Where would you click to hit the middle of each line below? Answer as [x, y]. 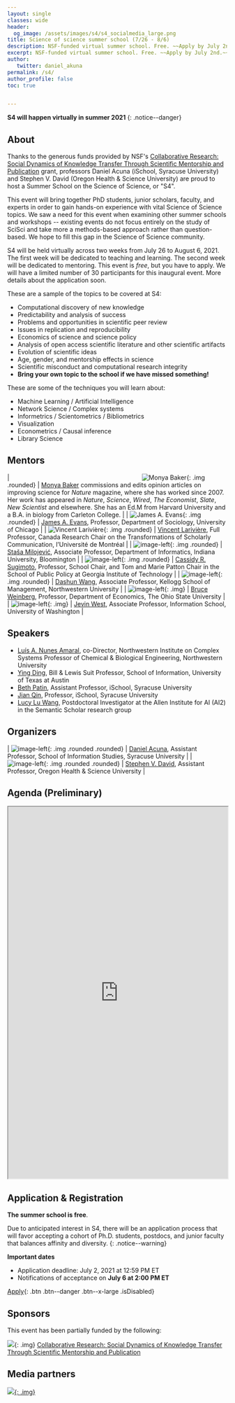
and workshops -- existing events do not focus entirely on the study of [109, 222]
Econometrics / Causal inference [64, 431]
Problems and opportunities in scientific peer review [92, 322]
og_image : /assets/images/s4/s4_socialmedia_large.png [95, 33]
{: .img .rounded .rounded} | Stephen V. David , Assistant [124, 763]
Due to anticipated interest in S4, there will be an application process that [112, 1229]
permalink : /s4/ [31, 72]
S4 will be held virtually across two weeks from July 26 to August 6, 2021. [113, 251]
